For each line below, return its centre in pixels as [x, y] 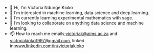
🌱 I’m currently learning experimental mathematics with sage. [71, 18]
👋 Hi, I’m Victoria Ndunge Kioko [41, 8]
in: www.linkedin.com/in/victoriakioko [47, 46]
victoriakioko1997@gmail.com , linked [47, 41]
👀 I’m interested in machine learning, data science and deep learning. [79, 13]
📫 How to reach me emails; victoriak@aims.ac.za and [64, 34]
